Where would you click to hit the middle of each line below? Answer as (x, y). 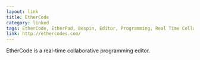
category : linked (28, 23)
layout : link (22, 12)
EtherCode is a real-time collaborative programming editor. (78, 50)
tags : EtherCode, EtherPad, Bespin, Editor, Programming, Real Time (93, 28)
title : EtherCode (28, 17)
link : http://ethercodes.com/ (44, 34)
